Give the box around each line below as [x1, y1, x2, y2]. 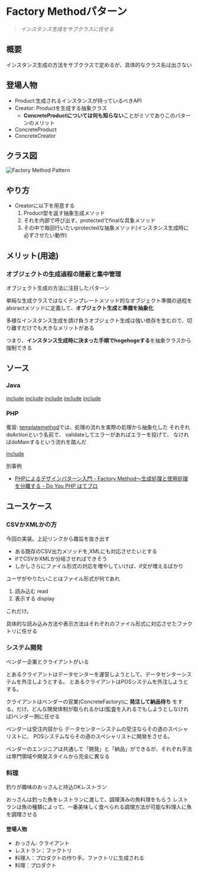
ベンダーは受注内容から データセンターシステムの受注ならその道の [6, 725, 168, 732]
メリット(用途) [6, 251, 59, 261]
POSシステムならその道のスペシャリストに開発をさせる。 [33, 733, 173, 740]
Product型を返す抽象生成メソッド [23, 210, 105, 217]
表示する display [14, 594, 55, 602]
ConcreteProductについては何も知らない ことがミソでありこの [23, 112, 176, 119]
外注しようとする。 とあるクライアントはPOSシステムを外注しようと [21, 678, 189, 685]
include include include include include [6, 395, 102, 402]
